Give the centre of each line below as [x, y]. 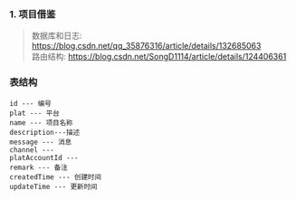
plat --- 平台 [35, 113]
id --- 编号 [30, 103]
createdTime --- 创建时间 [56, 177]
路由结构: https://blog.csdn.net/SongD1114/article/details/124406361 [159, 57]
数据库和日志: [57, 36]
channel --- [32, 150]
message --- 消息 [41, 142]
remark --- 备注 [38, 167]
